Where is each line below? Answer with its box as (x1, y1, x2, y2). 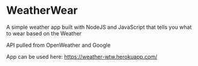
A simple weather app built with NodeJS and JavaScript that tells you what (6, 23, 192, 31)
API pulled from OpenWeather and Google (6, 41, 110, 49)
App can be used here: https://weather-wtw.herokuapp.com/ (6, 53, 158, 60)
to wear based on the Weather (6, 29, 82, 37)
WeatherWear (6, 4, 78, 17)
